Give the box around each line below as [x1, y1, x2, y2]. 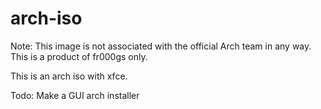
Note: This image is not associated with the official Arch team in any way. [10, 40, 312, 52]
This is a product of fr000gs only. [10, 50, 148, 62]
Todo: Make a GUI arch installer [10, 89, 140, 101]
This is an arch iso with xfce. [10, 70, 128, 82]
